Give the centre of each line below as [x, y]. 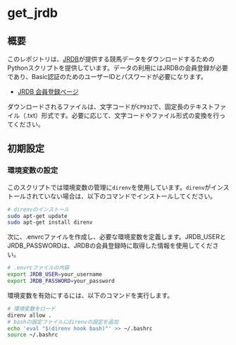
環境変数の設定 [33, 171]
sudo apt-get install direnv [50, 223]
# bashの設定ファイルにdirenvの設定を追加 [63, 322]
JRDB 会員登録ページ [48, 92]
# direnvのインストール [38, 210]
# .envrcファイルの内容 [38, 268]
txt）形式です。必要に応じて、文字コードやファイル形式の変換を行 [124, 115]
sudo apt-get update [38, 216]
